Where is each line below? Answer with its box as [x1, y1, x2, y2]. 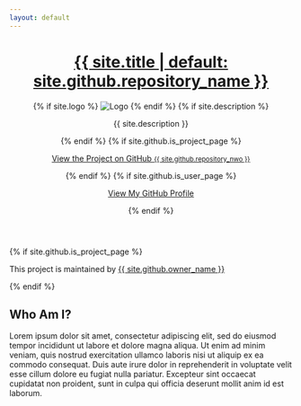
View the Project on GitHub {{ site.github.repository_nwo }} [51, 153, 251, 163]
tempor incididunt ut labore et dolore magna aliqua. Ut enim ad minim [9, 340, 266, 351]
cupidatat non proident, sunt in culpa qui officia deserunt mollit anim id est [9, 378, 285, 389]
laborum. [9, 388, 43, 399]
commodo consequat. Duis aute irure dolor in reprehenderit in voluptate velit [9, 359, 292, 370]
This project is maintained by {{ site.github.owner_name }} [9, 263, 226, 274]
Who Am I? [9, 306, 72, 322]
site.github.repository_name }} [32, 71, 270, 91]
